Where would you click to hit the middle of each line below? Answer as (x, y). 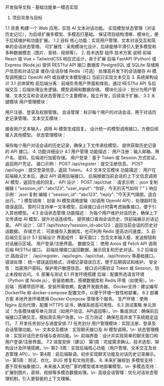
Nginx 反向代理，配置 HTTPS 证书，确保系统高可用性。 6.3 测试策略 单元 (78, 305)
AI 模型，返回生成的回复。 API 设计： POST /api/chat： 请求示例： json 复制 (82, 182)
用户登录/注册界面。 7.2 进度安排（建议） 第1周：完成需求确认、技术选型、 (80, 342)
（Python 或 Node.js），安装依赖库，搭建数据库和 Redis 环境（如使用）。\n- (80, 280)
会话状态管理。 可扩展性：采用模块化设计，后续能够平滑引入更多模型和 (85, 46)
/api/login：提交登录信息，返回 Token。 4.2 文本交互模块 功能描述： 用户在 (81, 170)
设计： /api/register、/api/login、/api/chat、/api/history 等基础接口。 (88, 256)
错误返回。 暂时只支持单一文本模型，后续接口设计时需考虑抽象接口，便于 (79, 207)
